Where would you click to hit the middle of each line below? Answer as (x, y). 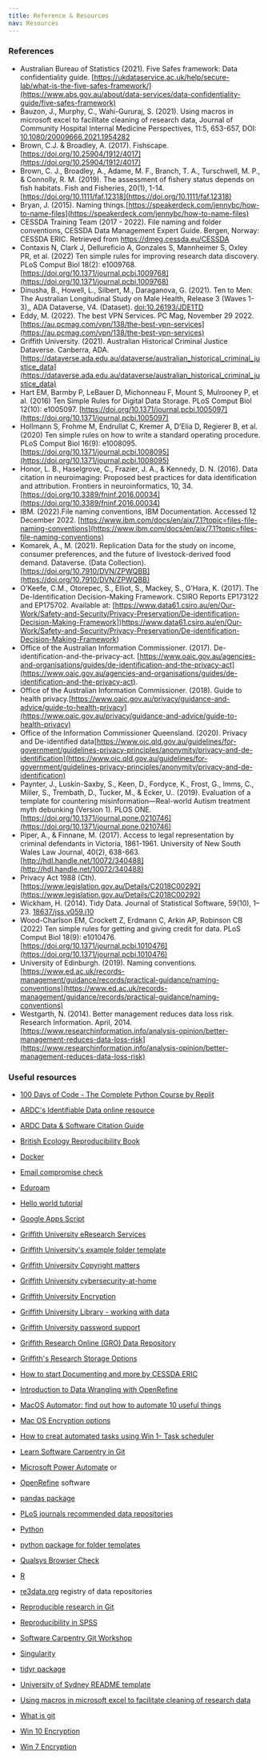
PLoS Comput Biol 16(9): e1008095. (78, 443)
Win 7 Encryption (48, 1747)
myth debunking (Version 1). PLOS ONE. (86, 809)
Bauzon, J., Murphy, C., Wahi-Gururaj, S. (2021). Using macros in (127, 111)
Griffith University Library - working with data (94, 1312)
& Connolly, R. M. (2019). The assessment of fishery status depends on (137, 179)
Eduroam (35, 1188)
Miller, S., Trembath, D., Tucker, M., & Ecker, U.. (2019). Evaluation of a (135, 792)
